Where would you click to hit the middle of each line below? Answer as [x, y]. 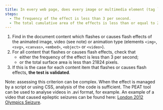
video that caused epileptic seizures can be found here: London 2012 [74, 97]
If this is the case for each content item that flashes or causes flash [79, 68]
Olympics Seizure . [23, 102]
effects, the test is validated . [41, 72]
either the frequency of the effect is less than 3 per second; [79, 57]
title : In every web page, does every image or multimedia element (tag [80, 9]
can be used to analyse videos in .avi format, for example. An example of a [80, 92]
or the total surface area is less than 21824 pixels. [69, 62]
